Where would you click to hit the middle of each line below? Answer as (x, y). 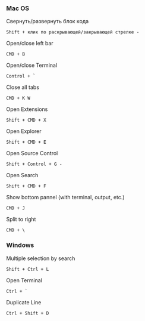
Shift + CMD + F (26, 186)
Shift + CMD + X (26, 121)
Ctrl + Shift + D (28, 313)
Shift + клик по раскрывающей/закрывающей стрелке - (73, 32)
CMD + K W (18, 98)
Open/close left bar (30, 44)
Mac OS (18, 8)
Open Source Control (32, 153)
